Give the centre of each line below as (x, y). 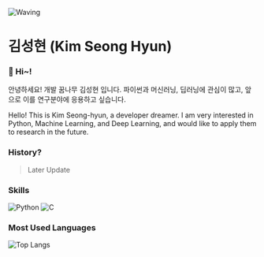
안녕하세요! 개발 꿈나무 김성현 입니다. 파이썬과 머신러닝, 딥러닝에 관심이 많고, (126, 90)
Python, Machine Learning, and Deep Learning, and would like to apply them (132, 124)
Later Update (49, 169)
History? (25, 152)
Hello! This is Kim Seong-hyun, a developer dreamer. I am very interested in (131, 115)
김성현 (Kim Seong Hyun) (90, 47)
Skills (19, 190)
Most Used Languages (52, 227)
